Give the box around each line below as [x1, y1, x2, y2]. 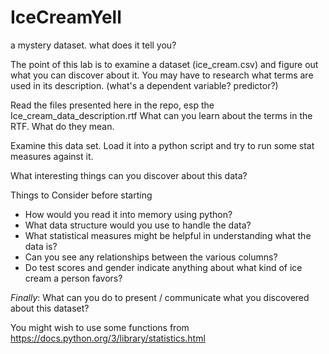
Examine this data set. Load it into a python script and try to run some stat [10, 139, 315, 151]
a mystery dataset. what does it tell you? [10, 39, 177, 51]
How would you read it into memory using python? [24, 208, 233, 220]
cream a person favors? [24, 272, 123, 284]
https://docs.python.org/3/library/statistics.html [10, 332, 206, 344]
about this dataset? [10, 302, 90, 314]
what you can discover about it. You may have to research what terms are [10, 69, 314, 81]
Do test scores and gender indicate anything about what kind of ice [24, 261, 303, 273]
